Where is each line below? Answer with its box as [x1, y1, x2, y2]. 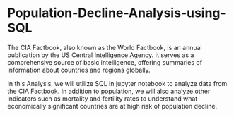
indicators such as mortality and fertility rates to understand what [7, 94, 198, 103]
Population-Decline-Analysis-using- [7, 5, 226, 21]
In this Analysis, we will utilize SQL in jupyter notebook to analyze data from [7, 79, 228, 87]
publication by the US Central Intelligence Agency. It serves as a [7, 51, 194, 59]
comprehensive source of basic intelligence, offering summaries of [7, 58, 203, 66]
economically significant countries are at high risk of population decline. [7, 101, 218, 110]
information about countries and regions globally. [7, 66, 151, 74]
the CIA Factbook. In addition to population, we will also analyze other [7, 87, 211, 95]
